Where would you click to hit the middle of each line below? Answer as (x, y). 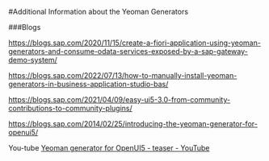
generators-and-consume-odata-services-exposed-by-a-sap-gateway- (128, 51)
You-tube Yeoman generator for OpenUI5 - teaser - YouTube (109, 148)
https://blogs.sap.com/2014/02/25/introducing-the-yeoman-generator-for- (133, 124)
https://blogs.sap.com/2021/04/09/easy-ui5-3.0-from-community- (120, 99)
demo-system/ (33, 60)
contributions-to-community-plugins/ (71, 108)
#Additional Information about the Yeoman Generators (98, 12)
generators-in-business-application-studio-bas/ (88, 84)
